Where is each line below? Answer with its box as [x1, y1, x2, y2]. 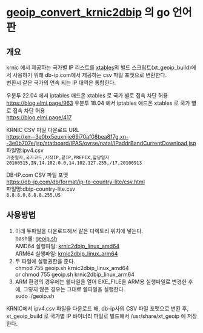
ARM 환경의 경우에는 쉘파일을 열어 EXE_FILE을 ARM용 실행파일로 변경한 [15, 278, 187, 285]
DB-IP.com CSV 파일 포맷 [6, 171, 68, 179]
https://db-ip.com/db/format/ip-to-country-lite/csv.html [6, 178, 145, 185]
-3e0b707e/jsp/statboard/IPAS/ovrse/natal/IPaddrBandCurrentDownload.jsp [6, 140, 196, 147]
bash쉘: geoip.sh [15, 234, 58, 242]
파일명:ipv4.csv [6, 147, 44, 154]
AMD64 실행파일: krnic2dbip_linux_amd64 [15, 242, 120, 249]
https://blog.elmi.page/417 [6, 114, 72, 121]
